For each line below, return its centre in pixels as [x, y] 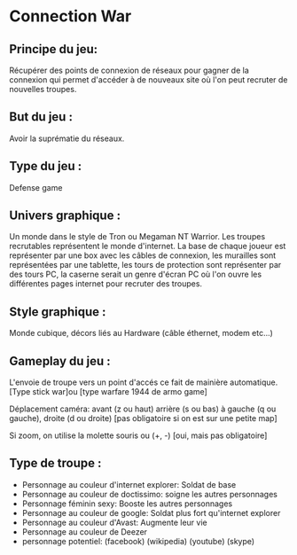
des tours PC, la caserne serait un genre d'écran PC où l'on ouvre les [136, 274]
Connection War [70, 16]
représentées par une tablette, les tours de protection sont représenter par [145, 265]
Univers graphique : [65, 216]
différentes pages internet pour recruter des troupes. [106, 284]
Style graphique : [58, 312]
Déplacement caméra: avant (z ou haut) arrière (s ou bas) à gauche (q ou [143, 409]
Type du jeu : [46, 166]
